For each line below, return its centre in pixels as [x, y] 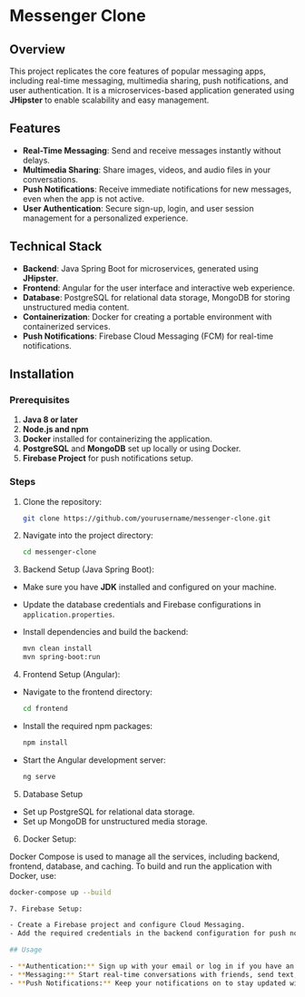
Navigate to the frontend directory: [87, 692]
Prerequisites [39, 400]
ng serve [39, 776]
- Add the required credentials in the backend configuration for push [148, 933]
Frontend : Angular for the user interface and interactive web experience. [158, 288]
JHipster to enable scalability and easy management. [109, 100]
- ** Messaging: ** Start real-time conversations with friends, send [142, 974]
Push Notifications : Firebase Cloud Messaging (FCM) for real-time [148, 336]
